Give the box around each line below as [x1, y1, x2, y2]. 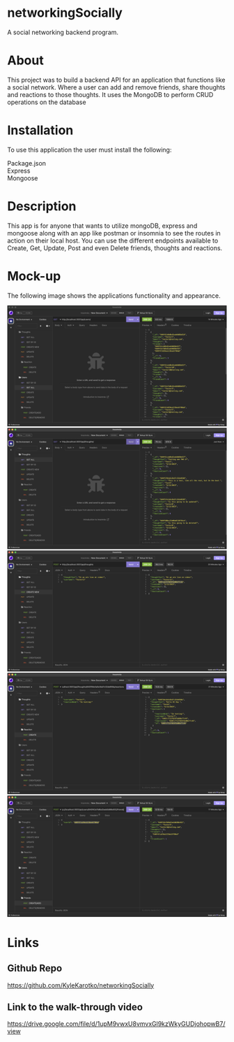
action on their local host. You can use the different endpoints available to [7, 236, 219, 245]
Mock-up [7, 268, 61, 284]
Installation [7, 122, 74, 138]
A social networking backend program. [7, 28, 119, 36]
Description [7, 198, 77, 214]
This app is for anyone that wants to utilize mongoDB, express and [7, 222, 198, 230]
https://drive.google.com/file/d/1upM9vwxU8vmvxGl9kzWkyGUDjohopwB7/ [7, 1020, 226, 1028]
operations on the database [7, 98, 86, 106]
